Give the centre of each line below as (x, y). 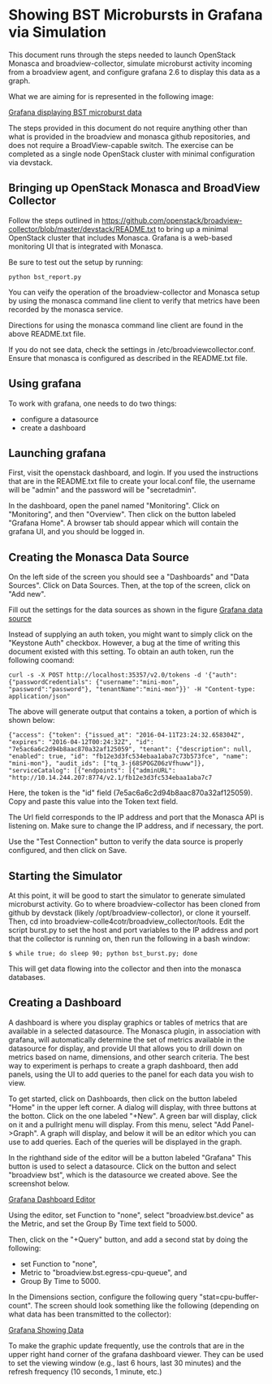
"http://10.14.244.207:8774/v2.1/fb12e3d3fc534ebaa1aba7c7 (110, 778)
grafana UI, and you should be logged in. (76, 532)
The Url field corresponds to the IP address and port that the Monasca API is (136, 817)
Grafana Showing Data (46, 1330)
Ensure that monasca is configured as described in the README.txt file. (128, 358)
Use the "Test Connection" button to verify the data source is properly (126, 842)
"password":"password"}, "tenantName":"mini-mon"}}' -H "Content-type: (132, 690)
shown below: (32, 720)
